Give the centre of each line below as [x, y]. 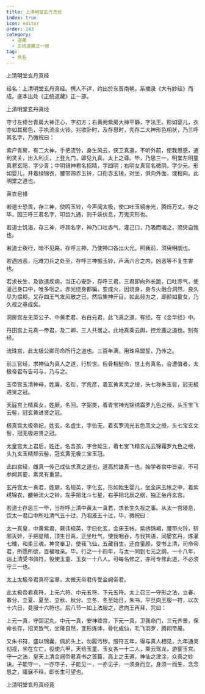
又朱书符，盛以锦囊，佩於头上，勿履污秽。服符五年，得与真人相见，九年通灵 [103, 641]
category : [19, 35]
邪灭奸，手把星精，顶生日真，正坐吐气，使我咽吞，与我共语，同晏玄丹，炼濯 [103, 536]
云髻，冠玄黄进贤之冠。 [36, 412]
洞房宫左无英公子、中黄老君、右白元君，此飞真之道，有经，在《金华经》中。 [103, 317]
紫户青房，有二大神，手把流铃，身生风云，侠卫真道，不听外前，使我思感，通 [103, 150]
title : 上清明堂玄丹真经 [34, 12]
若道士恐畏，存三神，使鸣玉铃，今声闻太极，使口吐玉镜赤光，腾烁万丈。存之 [103, 206]
